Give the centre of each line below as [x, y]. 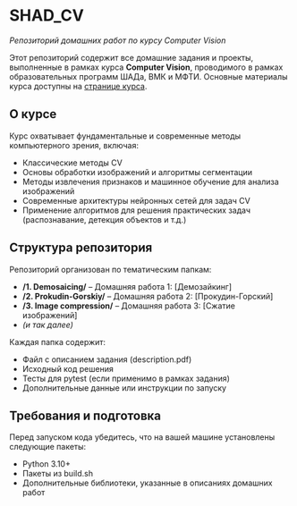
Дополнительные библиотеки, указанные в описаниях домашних [147, 483]
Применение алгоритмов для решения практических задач [136, 210]
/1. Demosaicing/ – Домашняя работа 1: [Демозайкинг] [127, 286]
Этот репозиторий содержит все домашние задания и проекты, [132, 57]
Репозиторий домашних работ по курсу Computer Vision [118, 40]
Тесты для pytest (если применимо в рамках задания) [126, 378]
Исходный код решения [68, 368]
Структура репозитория [81, 248]
